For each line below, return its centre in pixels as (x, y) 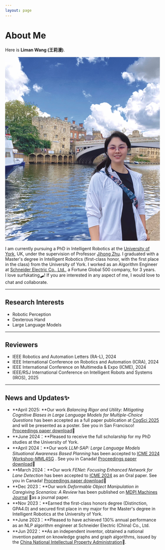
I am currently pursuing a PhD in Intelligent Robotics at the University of (77, 248)
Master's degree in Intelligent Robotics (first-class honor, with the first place (82, 259)
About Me (26, 35)
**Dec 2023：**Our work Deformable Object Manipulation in (75, 487)
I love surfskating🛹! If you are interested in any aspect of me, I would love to (82, 275)
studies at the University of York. (45, 442)
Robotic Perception (32, 314)
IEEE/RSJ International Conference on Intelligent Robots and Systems (82, 372)
